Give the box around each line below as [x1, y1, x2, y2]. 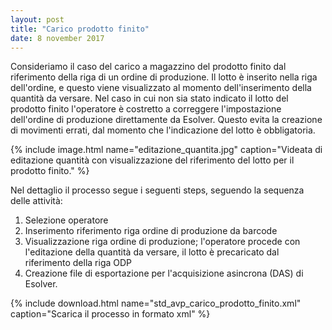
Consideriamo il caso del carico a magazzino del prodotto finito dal [10, 61, 287, 73]
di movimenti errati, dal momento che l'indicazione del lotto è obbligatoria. [10, 124, 316, 136]
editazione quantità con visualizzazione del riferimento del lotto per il [10, 154, 295, 166]
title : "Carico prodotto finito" [10, 24, 150, 34]
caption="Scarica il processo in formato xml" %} [10, 308, 211, 320]
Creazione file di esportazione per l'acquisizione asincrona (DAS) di [24, 267, 304, 280]
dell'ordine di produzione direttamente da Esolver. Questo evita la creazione [10, 114, 323, 126]
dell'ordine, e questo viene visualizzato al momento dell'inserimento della [10, 82, 312, 94]
